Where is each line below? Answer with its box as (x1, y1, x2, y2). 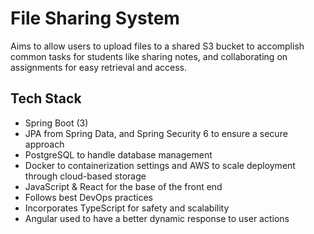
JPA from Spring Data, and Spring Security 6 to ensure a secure (24, 127, 288, 139)
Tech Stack (10, 90, 82, 107)
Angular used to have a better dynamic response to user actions (24, 212, 290, 224)
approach (24, 138, 65, 150)
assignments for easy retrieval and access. (10, 61, 188, 73)
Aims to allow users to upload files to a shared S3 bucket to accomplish (10, 40, 305, 52)
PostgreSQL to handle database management (24, 148, 213, 161)
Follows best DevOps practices (24, 191, 153, 203)
